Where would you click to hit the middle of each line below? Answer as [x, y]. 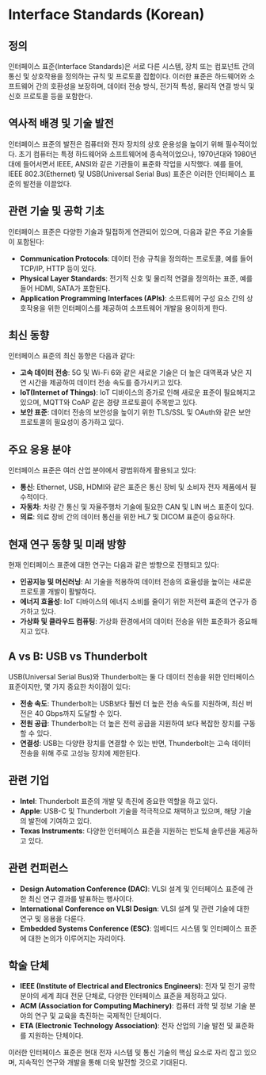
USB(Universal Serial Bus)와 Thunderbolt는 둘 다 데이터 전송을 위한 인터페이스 [132, 676]
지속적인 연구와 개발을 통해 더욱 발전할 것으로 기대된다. [103, 1062]
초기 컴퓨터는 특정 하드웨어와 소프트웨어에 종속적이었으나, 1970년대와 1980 [135, 154]
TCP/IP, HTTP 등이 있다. [58, 268]
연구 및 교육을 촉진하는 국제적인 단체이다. [98, 1016]
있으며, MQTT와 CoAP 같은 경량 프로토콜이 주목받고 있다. [108, 403]
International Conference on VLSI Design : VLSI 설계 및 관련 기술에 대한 [135, 909]
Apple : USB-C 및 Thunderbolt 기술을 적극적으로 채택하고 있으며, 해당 [128, 811]
